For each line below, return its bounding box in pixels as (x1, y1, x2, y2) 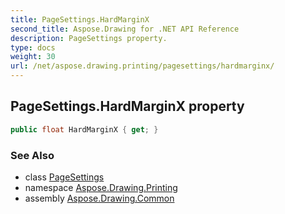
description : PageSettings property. (10, 33, 168, 43)
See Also (10, 148, 55, 162)
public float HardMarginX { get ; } (10, 124, 159, 135)
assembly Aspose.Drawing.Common (24, 192, 175, 204)
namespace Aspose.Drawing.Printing (24, 181, 178, 193)
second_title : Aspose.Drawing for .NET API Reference (10, 24, 240, 34)
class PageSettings (24, 171, 105, 183)
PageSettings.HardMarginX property (10, 98, 245, 115)
